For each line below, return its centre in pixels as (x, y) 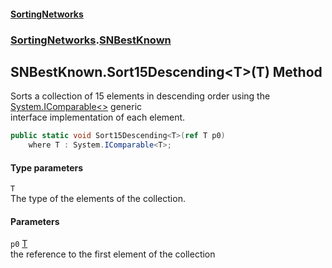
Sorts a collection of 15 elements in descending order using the (140, 96)
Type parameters (47, 167)
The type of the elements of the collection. (98, 199)
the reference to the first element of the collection (113, 254)
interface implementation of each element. (98, 117)
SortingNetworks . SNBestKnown (91, 40)
